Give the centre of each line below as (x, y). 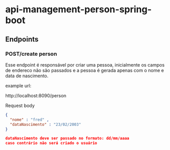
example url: (18, 85)
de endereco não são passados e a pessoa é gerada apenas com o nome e (85, 70)
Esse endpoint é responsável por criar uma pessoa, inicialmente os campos (85, 65)
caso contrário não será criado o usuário (51, 143)
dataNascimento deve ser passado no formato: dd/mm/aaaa (67, 138)
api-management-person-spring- (79, 9)
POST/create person (31, 54)
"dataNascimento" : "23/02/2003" (46, 124)
